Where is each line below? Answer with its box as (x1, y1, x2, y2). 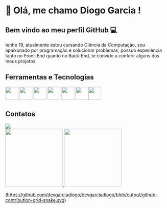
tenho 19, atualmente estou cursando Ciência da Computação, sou (5, 42, 146, 48)
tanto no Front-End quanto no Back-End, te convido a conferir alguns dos (5, 53, 160, 58)
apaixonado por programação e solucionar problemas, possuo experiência (5, 47, 162, 53)
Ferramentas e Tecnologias (5, 73, 94, 81)
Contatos (5, 110, 36, 118)
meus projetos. (5, 58, 37, 64)
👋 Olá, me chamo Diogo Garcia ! (5, 5, 141, 16)
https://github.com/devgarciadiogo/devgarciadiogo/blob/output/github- (7, 192, 158, 198)
